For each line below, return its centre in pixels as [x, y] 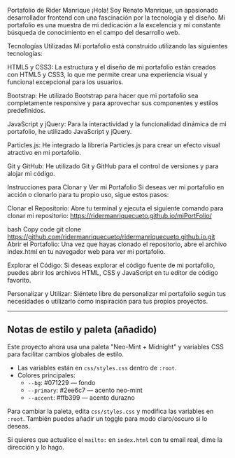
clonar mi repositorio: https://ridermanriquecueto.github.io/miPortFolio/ [109, 216]
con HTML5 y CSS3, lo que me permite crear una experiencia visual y [107, 74]
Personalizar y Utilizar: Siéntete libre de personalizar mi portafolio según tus [116, 294]
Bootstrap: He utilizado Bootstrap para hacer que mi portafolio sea [103, 95]
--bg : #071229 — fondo [62, 382]
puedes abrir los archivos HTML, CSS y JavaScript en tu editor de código [113, 272]
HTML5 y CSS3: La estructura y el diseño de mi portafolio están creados [112, 67]
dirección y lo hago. [36, 447]
